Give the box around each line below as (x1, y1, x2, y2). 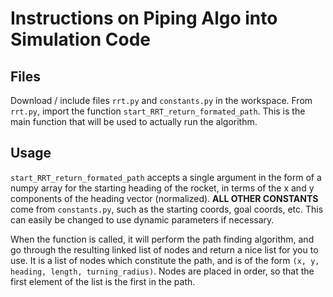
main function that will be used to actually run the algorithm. (10, 116, 258, 127)
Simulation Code (10, 28, 152, 51)
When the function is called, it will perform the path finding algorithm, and (10, 233, 315, 245)
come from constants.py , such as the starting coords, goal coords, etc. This (10, 203, 324, 215)
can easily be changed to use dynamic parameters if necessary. (10, 213, 275, 226)
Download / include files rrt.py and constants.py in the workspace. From (10, 95, 313, 106)
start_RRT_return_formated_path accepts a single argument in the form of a (10, 171, 322, 183)
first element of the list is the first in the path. (10, 275, 196, 287)
